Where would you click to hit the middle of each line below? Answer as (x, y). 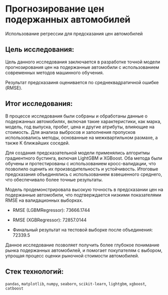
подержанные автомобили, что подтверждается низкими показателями (83, 195)
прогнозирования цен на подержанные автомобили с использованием (82, 67)
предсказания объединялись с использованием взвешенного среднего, (84, 174)
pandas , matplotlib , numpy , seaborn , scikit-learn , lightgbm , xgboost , (76, 284)
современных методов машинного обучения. (55, 72)
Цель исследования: (40, 49)
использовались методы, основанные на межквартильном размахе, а (81, 137)
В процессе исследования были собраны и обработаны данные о (76, 116)
